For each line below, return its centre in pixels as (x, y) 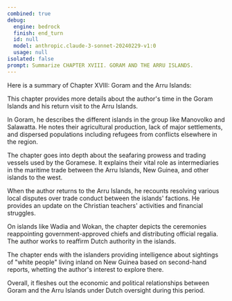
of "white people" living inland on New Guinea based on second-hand (107, 262)
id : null (26, 40)
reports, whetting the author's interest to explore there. (86, 269)
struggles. (21, 213)
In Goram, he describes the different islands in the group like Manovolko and (116, 120)
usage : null (31, 53)
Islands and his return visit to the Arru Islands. (73, 106)
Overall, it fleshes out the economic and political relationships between (108, 283)
